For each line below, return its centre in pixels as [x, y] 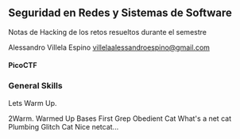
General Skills [35, 86]
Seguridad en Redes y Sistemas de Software [120, 13]
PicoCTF [23, 66]
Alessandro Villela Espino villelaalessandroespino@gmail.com [109, 47]
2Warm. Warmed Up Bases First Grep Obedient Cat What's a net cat [120, 118]
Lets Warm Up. [33, 103]
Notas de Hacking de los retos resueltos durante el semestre [107, 32]
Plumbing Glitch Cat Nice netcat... [64, 126]
